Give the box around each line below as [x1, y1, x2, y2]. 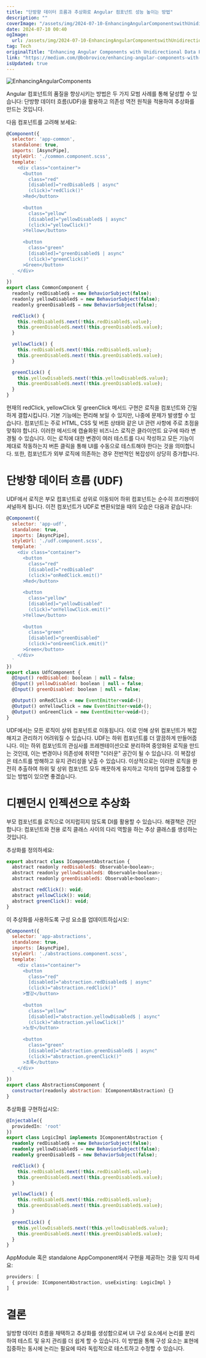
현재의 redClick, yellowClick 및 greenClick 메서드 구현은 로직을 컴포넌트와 [6, 404, 186, 411]
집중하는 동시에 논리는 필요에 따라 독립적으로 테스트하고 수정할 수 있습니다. [6, 1344, 185, 1352]
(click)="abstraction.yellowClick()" [28, 1019, 124, 1025]
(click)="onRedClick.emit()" [28, 572, 103, 578]
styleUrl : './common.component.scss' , [12, 153, 112, 160]
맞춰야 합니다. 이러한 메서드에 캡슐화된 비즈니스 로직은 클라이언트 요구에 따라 [6, 427, 190, 434]
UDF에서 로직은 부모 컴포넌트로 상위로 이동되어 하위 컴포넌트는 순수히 [6, 495, 173, 502]
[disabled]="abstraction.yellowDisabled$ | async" [28, 1014, 161, 1020]
